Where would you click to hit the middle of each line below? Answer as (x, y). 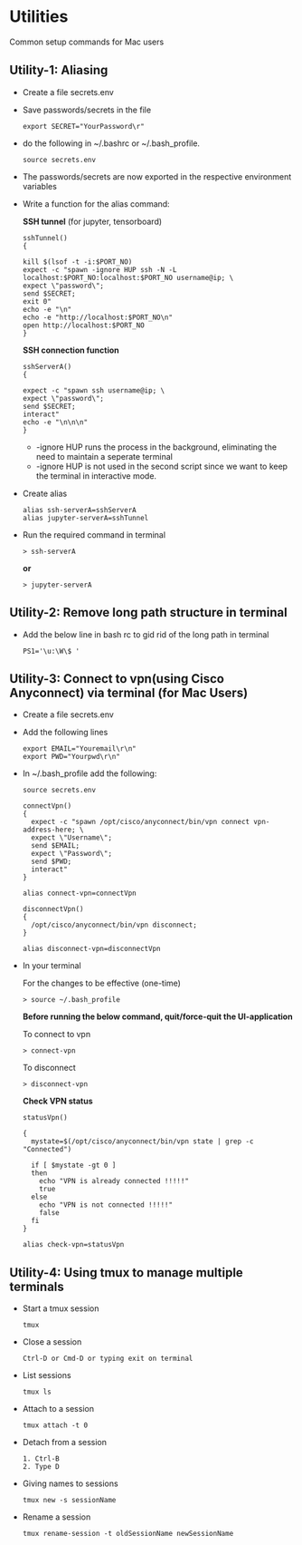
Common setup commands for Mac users (87, 42)
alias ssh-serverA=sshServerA (80, 510)
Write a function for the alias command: (96, 204)
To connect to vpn (57, 1035)
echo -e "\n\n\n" (55, 422)
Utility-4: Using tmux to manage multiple (127, 1273)
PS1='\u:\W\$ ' (51, 651)
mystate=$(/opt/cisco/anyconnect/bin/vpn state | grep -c (142, 1142)
